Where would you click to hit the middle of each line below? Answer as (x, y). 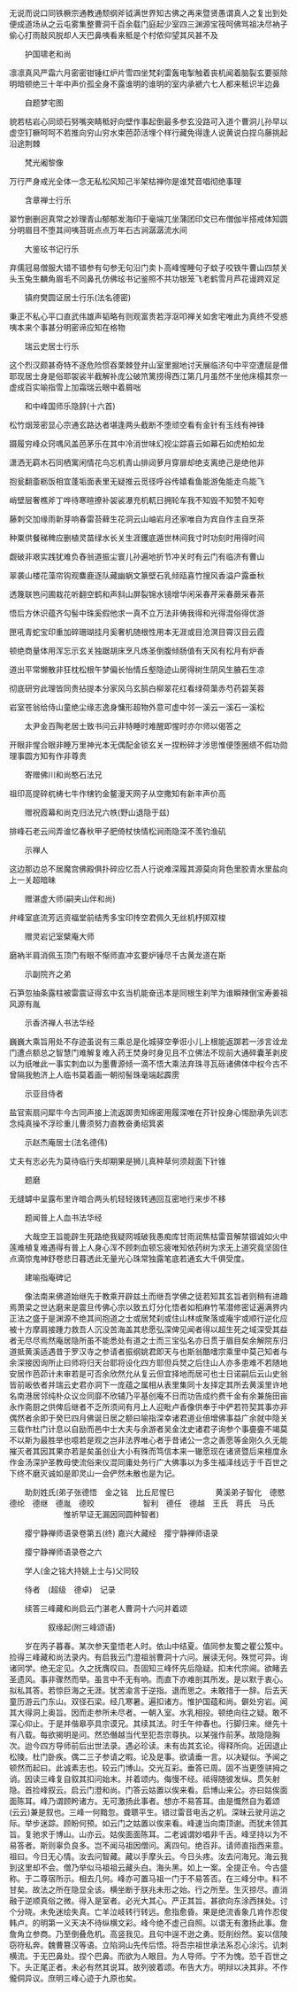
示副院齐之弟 (48, 974)
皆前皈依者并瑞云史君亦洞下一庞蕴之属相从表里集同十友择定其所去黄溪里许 (145, 1385)
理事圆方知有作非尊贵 (48, 756)
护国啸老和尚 (48, 54)
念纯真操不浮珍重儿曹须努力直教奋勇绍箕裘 (87, 1124)
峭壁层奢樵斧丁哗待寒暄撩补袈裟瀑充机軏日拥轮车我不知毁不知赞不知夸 (137, 500)
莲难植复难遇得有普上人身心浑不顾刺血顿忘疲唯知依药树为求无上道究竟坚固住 (148, 1248)
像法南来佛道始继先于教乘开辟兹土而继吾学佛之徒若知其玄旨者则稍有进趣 (156, 1296)
